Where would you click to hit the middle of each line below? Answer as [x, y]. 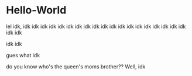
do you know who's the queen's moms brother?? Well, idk [76, 66]
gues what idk [23, 55]
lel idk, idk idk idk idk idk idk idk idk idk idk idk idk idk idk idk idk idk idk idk [96, 26]
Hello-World [36, 10]
